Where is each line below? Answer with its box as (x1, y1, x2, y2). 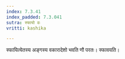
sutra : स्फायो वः (6, 19, 40, 25)
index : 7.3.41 (6, 8, 41, 15)
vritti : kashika (6, 25, 46, 31)
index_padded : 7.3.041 (6, 14, 62, 20)
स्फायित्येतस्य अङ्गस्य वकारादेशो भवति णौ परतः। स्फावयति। (6, 47, 120, 54)
